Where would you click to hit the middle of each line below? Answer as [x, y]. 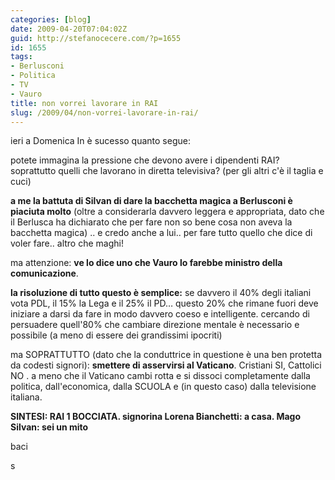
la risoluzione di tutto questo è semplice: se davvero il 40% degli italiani [161, 293]
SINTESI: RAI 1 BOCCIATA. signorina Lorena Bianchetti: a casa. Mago [155, 417]
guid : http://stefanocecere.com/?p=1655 [96, 38]
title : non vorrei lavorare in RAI [84, 103]
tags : [21, 57]
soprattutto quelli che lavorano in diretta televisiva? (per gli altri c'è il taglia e [167, 171]
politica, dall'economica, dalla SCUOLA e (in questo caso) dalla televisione [163, 387]
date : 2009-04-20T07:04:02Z [69, 29]
